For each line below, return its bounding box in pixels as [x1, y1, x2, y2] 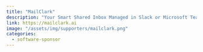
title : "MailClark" [6, 8, 56, 15]
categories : [6, 31, 36, 37]
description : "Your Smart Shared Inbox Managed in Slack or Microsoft [6, 14, 188, 20]
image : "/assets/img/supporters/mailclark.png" [6, 25, 129, 32]
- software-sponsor [11, 36, 61, 42]
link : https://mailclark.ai [6, 20, 77, 26]
